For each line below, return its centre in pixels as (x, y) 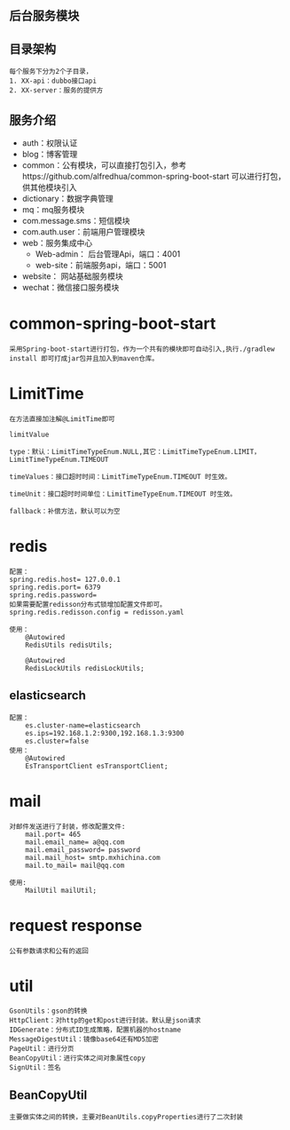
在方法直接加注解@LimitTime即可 (62, 419)
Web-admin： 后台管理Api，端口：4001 (108, 254)
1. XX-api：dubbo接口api (53, 81)
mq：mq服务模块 (53, 210)
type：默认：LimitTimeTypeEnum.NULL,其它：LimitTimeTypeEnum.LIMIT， (135, 451)
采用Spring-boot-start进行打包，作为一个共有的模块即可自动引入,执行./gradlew (142, 349)
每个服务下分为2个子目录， (51, 72)
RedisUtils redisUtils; (69, 645)
